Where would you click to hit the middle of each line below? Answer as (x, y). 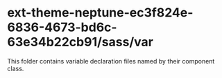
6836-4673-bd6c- (62, 27)
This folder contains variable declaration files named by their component (111, 61)
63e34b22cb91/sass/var (80, 42)
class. (16, 68)
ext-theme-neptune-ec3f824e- (100, 13)
